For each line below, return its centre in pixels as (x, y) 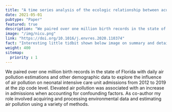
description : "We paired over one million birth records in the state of (86, 29)
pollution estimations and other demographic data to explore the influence (83, 77)
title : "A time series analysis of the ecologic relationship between (82, 10)
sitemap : (15, 52)
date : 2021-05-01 (24, 15)
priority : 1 (24, 57)
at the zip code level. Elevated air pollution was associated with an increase (85, 88)
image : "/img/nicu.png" (31, 34)
